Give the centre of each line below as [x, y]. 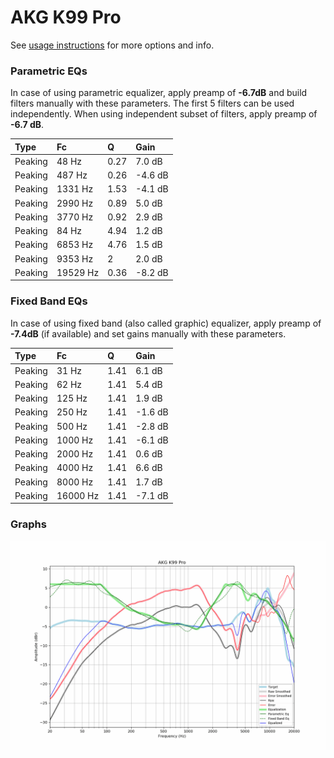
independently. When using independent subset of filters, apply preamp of [164, 114]
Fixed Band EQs [49, 301]
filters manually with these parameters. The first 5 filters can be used [152, 103]
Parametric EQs [49, 71]
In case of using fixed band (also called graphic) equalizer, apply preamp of [166, 323]
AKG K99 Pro [66, 17]
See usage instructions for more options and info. [112, 45]
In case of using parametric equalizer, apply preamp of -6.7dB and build [159, 93]
